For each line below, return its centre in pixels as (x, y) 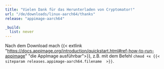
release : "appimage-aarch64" (35, 18)
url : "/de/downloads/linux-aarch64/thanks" (50, 14)
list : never (22, 32)
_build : (13, 27)
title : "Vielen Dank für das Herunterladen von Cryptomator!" (70, 9)
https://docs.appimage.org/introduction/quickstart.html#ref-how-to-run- (81, 51)
